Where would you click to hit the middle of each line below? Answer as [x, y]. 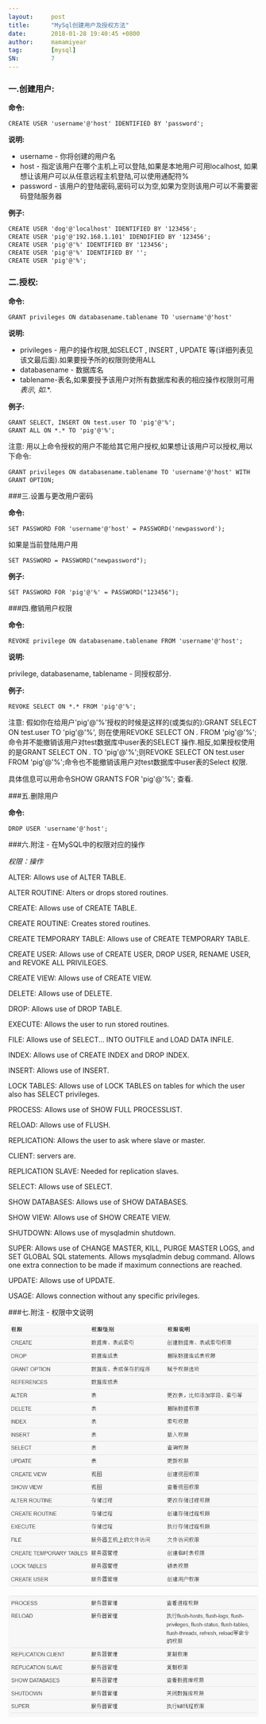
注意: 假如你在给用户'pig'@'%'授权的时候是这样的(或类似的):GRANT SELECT [133, 722]
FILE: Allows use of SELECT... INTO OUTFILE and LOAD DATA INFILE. [121, 1039]
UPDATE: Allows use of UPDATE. [62, 1280]
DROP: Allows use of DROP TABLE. [66, 1008]
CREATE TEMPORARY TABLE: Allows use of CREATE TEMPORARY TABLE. [129, 938]
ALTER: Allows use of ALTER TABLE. [67, 877]
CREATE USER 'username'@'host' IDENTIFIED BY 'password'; [106, 124]
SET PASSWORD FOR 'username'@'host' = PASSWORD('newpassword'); [117, 528]
